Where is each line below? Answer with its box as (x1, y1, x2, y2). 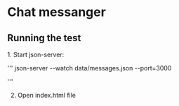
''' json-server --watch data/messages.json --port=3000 (7, 64, 172, 72)
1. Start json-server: (7, 50, 65, 59)
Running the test (7, 32, 81, 44)
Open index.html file (17, 91, 76, 99)
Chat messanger (7, 4, 107, 20)
